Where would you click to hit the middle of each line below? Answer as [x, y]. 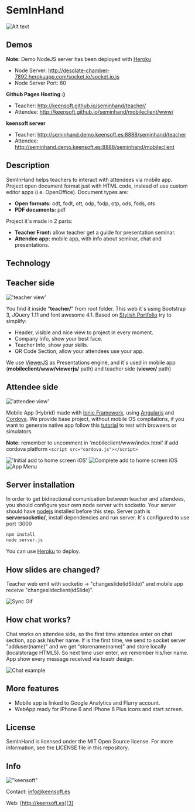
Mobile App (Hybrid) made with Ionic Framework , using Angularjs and [90, 412]
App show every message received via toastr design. [70, 659]
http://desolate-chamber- [79, 70]
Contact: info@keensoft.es [38, 791]
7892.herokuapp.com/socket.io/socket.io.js [67, 76]
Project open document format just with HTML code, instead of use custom [97, 186]
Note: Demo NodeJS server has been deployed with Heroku [78, 59]
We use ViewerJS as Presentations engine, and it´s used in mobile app [91, 362]
